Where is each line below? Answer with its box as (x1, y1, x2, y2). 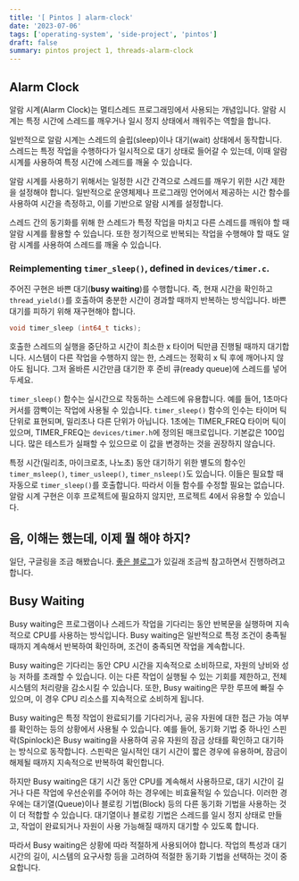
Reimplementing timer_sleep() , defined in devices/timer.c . (9, 262, 270, 274)
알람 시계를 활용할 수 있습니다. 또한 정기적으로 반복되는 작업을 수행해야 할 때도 (9, 228, 281, 239)
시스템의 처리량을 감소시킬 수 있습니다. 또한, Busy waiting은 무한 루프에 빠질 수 (9, 682, 285, 692)
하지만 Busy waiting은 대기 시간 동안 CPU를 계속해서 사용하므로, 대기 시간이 (9, 776, 275, 786)
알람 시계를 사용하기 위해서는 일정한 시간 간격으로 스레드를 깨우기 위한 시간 (9, 175, 270, 186)
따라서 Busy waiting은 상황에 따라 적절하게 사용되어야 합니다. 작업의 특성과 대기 (9, 839, 287, 850)
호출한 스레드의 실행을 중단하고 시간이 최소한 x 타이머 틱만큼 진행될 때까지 (9, 341, 266, 352)
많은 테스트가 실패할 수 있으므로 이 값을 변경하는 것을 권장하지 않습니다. (28, 439, 276, 449)
